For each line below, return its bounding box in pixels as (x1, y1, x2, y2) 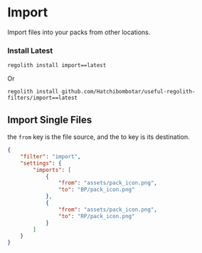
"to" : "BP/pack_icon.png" (58, 186, 135, 193)
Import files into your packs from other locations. (7, 28, 151, 36)
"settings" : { (20, 160, 62, 167)
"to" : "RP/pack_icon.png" (58, 212, 135, 220)
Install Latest (7, 46, 53, 56)
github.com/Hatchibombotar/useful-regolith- (61, 88, 196, 95)
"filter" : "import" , (20, 153, 81, 160)
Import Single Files (7, 113, 92, 125)
